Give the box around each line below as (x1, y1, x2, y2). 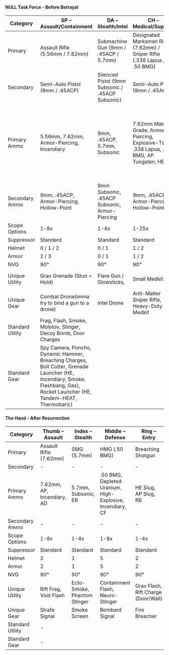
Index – (74, 428, 92, 435)
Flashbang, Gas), (40, 382, 80, 389)
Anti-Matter (132, 290, 161, 297)
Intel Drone (97, 300, 124, 307)
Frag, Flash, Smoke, (40, 317, 87, 324)
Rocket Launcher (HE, (40, 388, 92, 395)
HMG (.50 (100, 446, 124, 453)
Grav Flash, (135, 582, 162, 589)
